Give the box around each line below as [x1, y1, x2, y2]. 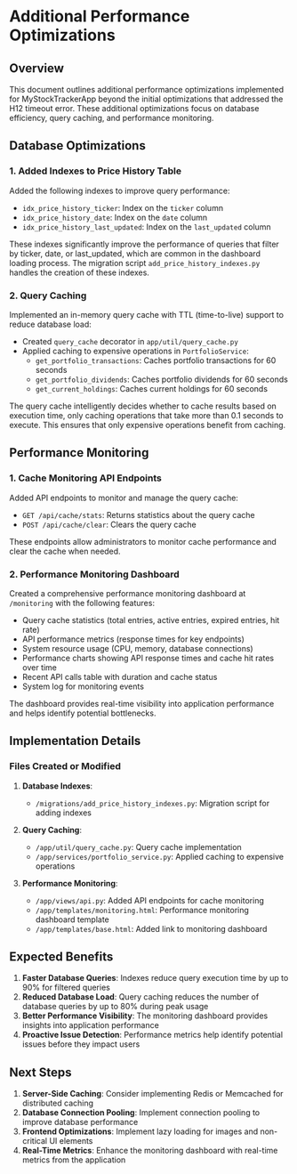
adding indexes [35, 807, 92, 818]
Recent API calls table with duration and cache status [21, 671, 218, 682]
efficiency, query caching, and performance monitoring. [9, 113, 214, 123]
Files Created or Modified [9, 760, 122, 773]
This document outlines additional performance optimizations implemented [9, 85, 285, 94]
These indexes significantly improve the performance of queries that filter [9, 239, 280, 249]
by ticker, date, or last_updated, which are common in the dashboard [9, 247, 261, 259]
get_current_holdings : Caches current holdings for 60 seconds [35, 383, 269, 393]
